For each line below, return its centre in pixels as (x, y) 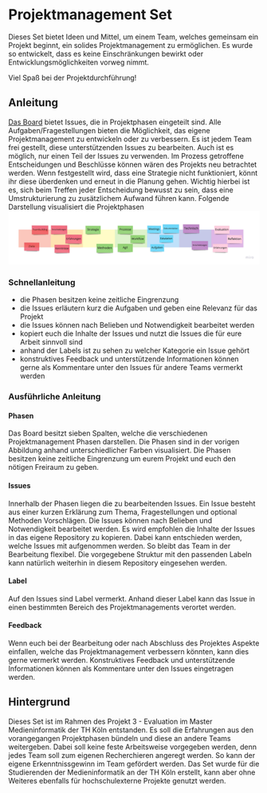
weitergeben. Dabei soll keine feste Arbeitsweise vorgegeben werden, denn (133, 747)
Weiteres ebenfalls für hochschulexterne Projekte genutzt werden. (117, 780)
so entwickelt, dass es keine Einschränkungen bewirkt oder (106, 53)
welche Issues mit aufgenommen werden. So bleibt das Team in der (120, 546)
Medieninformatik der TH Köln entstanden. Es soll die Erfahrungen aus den (131, 730)
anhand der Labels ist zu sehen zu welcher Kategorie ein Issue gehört (134, 351)
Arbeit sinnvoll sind (51, 342)
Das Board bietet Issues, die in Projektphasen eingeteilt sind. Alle (115, 122)
